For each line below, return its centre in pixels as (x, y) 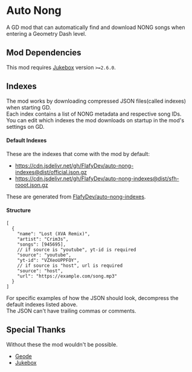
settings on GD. (25, 126)
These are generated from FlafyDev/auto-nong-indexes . (76, 197)
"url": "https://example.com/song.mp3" (67, 276)
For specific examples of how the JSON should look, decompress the (92, 298)
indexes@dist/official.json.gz (51, 172)
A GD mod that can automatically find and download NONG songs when (96, 27)
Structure (19, 210)
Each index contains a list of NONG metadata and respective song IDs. (94, 114)
